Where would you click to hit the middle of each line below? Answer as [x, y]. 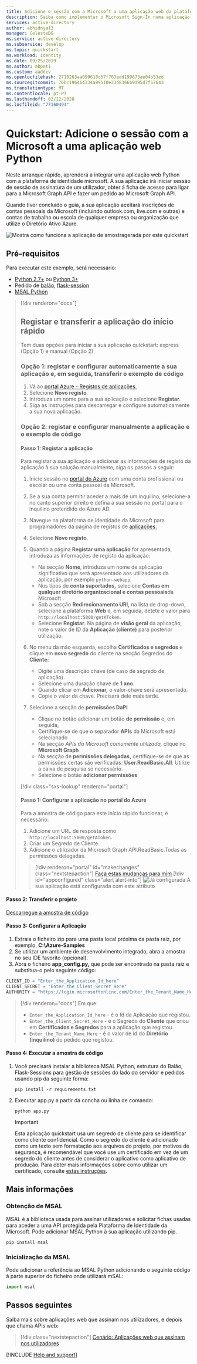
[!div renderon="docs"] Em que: [59, 1003]
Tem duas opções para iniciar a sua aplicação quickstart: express [99, 345]
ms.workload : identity [34, 55]
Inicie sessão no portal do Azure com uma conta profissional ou [106, 479]
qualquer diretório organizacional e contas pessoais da [106, 592]
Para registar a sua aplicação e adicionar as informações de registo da [106, 461]
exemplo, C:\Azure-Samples [50, 945]
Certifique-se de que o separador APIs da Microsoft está [107, 731]
